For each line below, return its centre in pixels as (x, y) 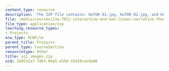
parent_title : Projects (30, 42)
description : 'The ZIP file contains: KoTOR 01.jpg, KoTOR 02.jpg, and (82, 14)
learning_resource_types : (32, 28)
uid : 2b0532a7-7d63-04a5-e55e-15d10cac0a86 (52, 61)
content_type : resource (30, 10)
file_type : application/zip (35, 24)
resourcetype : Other (27, 51)
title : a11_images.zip (29, 56)
